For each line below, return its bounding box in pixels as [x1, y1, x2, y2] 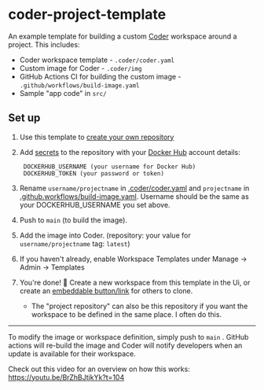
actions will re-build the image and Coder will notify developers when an [8, 340, 243, 350]
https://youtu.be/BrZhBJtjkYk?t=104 [8, 372, 125, 382]
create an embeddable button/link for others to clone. [19, 285, 193, 296]
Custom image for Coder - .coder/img [19, 63, 142, 72]
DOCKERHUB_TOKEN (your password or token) [23, 169, 165, 178]
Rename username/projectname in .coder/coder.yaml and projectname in [19, 183, 250, 193]
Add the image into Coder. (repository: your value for [19, 230, 191, 240]
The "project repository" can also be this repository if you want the [31, 301, 248, 311]
